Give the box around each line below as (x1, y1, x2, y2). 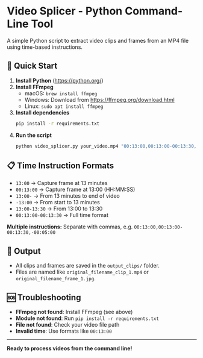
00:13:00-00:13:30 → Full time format (15, 212, 109, 219)
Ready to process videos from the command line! (7, 345, 133, 352)
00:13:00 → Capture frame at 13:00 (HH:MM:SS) (15, 186, 136, 193)
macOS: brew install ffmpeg (24, 89, 98, 97)
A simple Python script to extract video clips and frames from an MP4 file (7, 37, 189, 44)
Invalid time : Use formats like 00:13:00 (15, 327, 112, 334)
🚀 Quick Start (7, 61, 58, 71)
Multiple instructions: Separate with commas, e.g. (7, 223, 133, 230)
